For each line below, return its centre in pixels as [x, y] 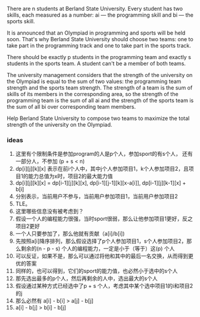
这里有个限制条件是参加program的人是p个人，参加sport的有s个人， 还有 [104, 154]
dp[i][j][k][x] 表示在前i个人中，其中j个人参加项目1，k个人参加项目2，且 [102, 169]
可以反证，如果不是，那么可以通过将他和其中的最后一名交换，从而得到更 [104, 256]
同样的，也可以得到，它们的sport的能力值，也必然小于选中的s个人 [96, 271]
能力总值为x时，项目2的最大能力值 [70, 176]
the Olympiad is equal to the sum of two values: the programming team [94, 81]
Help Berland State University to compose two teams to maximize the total [98, 118]
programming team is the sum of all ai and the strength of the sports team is [100, 100]
